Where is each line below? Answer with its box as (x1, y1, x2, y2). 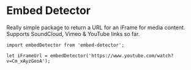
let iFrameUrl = (6, 52, 48, 58)
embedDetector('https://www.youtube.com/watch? (50, 52, 174, 58)
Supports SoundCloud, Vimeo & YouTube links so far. (6, 30, 140, 37)
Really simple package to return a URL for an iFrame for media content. (6, 24, 185, 31)
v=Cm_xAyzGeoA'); (6, 58, 51, 64)
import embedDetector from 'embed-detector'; (6, 42, 124, 48)
